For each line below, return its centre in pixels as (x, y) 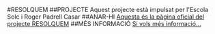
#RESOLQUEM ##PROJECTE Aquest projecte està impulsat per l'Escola (108, 10)
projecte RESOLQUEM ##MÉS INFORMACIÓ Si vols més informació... (104, 24)
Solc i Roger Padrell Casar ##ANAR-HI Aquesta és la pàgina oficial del (106, 17)
